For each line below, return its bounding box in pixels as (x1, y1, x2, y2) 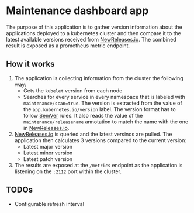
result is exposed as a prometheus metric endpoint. (6, 42, 130, 49)
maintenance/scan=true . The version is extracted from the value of (23, 99, 182, 106)
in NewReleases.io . (23, 124, 70, 131)
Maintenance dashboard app (6, 4, 149, 18)
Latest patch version (23, 155, 73, 162)
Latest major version (23, 143, 73, 150)
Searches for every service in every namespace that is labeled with (23, 93, 186, 100)
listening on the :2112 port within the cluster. (14, 168, 122, 175)
